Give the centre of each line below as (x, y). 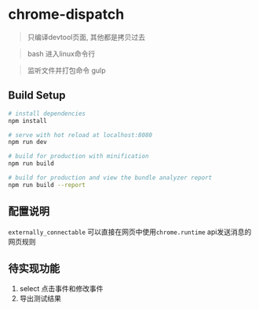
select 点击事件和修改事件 (61, 289)
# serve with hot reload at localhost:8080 (80, 135)
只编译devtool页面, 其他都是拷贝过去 (86, 37)
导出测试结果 (40, 298)
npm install (27, 121)
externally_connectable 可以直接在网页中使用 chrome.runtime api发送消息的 (130, 232)
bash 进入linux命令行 (61, 53)
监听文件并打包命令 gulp (66, 70)
